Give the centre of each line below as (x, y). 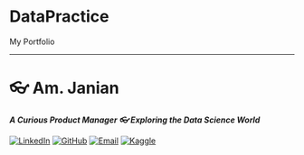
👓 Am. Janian (64, 88)
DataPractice (60, 17)
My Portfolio (32, 41)
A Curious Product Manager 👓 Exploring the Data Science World (135, 120)
